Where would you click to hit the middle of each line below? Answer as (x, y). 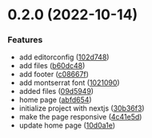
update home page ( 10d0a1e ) (67, 125)
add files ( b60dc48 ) (52, 66)
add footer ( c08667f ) (54, 75)
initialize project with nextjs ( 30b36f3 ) (82, 108)
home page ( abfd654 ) (56, 100)
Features (25, 40)
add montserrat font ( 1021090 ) (70, 83)
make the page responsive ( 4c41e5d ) (80, 117)
